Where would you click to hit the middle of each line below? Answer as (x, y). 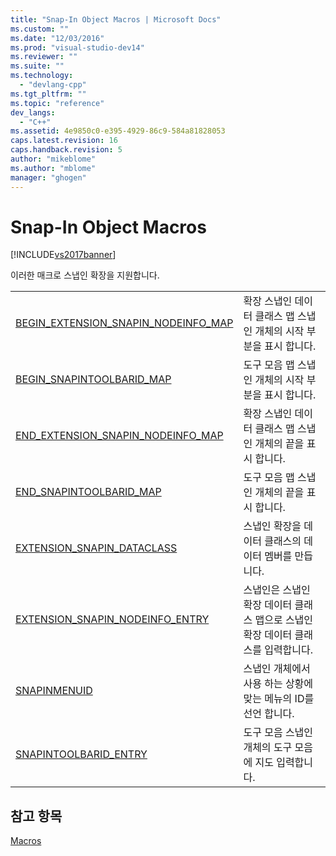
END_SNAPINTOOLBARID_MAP (88, 492)
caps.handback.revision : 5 (66, 150)
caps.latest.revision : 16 (64, 141)
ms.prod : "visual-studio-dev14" (77, 47)
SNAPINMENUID (54, 691)
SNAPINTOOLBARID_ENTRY (81, 754)
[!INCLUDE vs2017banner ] (63, 255)
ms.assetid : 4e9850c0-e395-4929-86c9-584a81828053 (118, 131)
